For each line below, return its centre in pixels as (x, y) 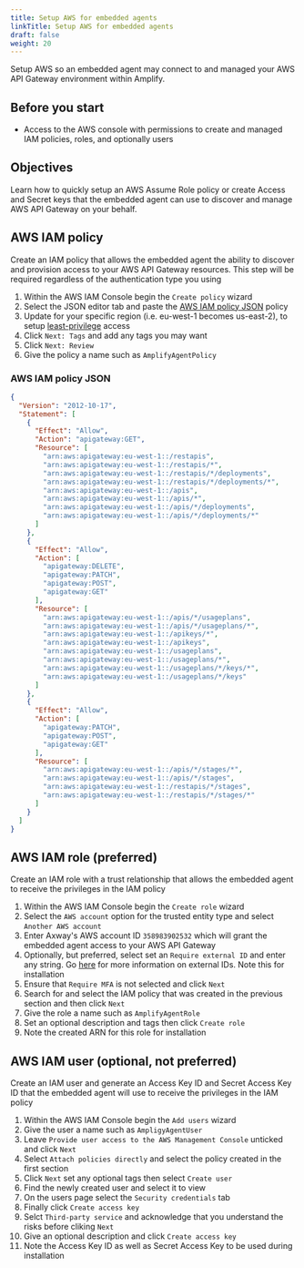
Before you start (57, 107)
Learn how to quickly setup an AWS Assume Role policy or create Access (148, 189)
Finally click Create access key (81, 1207)
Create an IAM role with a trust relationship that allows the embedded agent (152, 879)
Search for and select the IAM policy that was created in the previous (153, 994)
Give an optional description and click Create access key (130, 1236)
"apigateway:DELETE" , (84, 567)
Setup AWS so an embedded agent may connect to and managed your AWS (152, 69)
